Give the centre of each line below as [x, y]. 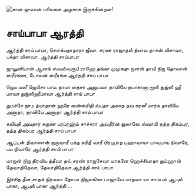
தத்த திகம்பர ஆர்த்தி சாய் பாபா [41, 130]
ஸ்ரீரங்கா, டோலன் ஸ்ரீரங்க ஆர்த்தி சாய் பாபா [57, 75]
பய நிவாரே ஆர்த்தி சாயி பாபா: [40, 149]
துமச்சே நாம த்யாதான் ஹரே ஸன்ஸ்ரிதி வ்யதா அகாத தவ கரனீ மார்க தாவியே [92, 105]
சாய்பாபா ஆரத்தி [45, 33]
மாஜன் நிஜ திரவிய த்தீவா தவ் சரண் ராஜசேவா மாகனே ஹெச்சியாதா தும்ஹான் [94, 161]
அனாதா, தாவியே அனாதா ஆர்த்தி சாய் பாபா [55, 112]
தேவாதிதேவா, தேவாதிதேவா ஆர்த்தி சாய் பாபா [60, 167]
